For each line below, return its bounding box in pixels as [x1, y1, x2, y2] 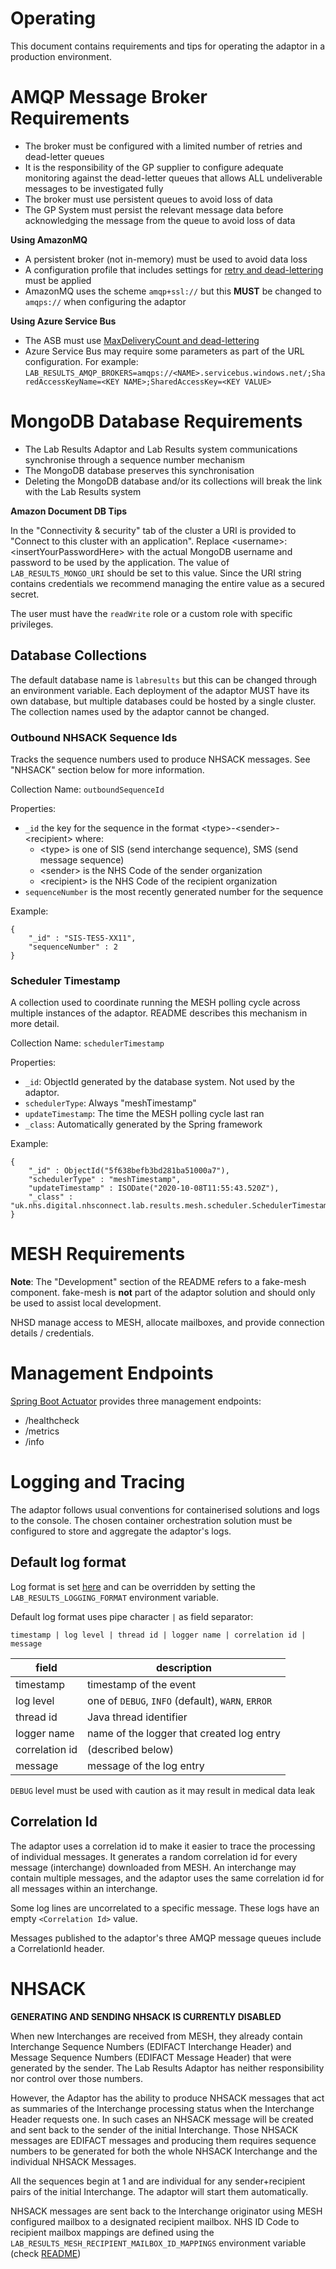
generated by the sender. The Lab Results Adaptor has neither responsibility [10, 2062, 325, 2074]
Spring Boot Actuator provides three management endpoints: [10, 1395, 262, 1407]
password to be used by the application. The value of [10, 556, 230, 568]
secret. [10, 588, 40, 600]
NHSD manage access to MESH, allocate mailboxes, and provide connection [10, 1317, 325, 1329]
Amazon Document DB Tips [10, 505, 128, 517]
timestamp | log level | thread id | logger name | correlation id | [10, 1630, 307, 1640]
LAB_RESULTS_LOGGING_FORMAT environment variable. [10, 1591, 219, 1603]
